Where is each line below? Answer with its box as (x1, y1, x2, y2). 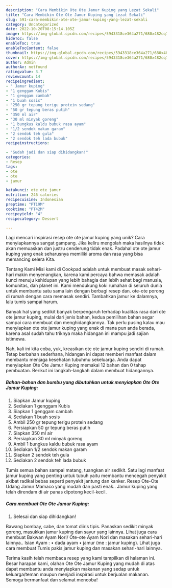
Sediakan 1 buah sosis (13, 414, 60, 420)
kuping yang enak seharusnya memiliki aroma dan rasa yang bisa (6, 251, 143, 257)
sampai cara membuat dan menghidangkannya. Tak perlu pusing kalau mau (6, 320, 165, 326)
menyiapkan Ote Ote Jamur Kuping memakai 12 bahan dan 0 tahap (6, 362, 146, 368)
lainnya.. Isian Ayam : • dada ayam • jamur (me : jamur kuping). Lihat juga (6, 540, 160, 546)
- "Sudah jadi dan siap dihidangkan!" (6, 150, 88, 155)
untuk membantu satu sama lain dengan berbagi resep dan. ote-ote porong (6, 288, 164, 294)
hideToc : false (6, 36, 38, 41)
